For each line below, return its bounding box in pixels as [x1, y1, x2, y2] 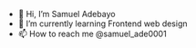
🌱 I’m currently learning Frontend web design [17, 18, 189, 29]
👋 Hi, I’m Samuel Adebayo [17, 9, 116, 19]
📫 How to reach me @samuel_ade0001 [17, 28, 167, 39]
